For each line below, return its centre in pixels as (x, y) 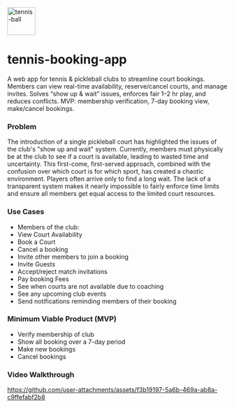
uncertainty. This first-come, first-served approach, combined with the (109, 164)
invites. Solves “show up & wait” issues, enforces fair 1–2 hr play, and (107, 93)
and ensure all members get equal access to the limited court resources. (111, 194)
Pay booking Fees (43, 279)
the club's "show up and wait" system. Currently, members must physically (115, 149)
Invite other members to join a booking (73, 257)
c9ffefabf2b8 (26, 398)
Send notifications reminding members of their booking (97, 301)
